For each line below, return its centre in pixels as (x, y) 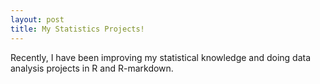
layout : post (37, 19)
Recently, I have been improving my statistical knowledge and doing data (161, 57)
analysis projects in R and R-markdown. (92, 68)
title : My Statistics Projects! (77, 29)
